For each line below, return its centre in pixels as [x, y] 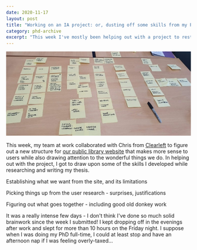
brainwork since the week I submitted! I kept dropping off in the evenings [94, 222]
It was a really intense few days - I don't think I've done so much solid [90, 215]
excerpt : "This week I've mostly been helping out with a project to [93, 37]
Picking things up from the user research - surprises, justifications [86, 193]
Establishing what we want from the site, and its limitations [77, 181]
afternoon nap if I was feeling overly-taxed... [60, 241]
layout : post [22, 19]
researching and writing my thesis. [48, 170]
